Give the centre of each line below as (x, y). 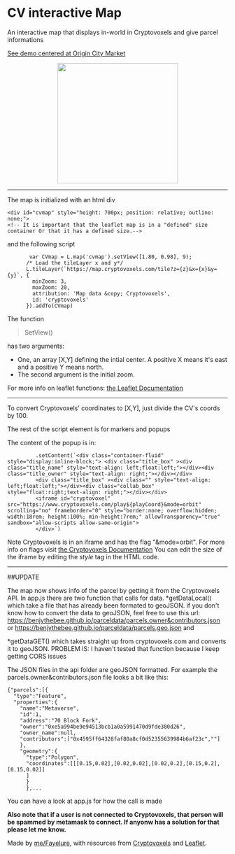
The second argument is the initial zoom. (76, 374)
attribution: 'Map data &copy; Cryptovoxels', (101, 293)
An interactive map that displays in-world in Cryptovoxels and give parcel (113, 32)
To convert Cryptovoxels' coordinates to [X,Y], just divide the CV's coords (114, 408)
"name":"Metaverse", (50, 708)
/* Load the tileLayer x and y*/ (74, 263)
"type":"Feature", (41, 696)
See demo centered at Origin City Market (66, 53)
